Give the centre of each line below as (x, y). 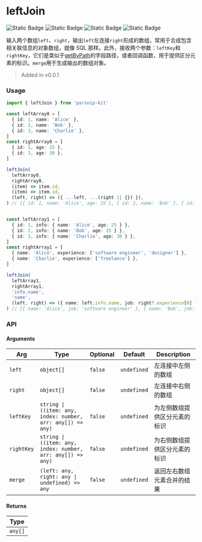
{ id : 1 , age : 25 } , (37, 148)
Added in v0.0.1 (40, 75)
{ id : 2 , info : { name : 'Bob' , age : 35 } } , (68, 230)
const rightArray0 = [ (35, 142)
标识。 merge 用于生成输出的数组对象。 (63, 63)
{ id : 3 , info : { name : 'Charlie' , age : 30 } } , (74, 236)
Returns (17, 506)
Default (134, 355)
